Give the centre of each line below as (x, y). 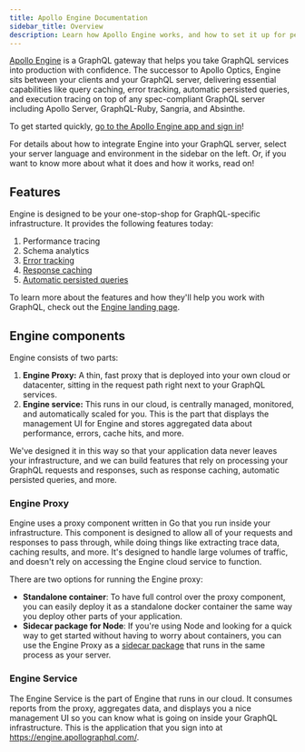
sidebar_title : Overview (56, 26)
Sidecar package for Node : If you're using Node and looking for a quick (157, 626)
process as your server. (67, 655)
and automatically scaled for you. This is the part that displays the (146, 414)
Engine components (67, 336)
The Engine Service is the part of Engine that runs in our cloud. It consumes (151, 698)
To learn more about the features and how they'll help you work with (137, 297)
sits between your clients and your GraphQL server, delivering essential (143, 80)
